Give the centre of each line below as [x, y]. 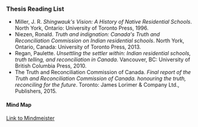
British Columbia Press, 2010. [51, 66]
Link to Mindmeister [30, 118]
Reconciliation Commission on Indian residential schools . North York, [99, 41]
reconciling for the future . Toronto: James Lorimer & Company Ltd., [97, 85]
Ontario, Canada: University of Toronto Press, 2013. [78, 47]
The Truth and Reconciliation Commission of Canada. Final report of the [103, 72]
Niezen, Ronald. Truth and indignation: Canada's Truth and [87, 34]
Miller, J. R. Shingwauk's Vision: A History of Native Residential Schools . [103, 22]
